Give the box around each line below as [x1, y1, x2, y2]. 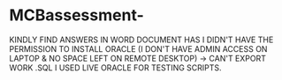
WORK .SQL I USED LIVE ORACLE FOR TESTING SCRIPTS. [9, 62, 223, 73]
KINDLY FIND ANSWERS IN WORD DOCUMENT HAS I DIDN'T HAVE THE [9, 34, 274, 45]
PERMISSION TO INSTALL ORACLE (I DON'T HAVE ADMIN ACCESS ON [9, 43, 268, 54]
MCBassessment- [9, 5, 144, 25]
